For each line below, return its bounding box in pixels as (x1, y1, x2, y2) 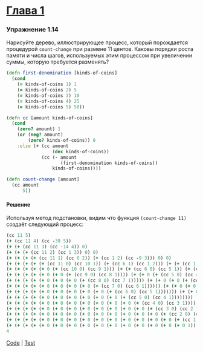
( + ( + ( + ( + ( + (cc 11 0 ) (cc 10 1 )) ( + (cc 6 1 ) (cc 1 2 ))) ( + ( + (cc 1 (6, 261, 196, 267)
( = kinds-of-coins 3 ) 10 (17, 92, 80, 99)
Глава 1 (6, 4, 45, 18)
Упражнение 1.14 (6, 25, 59, 34)
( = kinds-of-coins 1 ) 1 (17, 81, 77, 88)
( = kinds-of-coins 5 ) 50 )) (17, 104, 85, 110)
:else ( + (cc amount (17, 143, 69, 149)
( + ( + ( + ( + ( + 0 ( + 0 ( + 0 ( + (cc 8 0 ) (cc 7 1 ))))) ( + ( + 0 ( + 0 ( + (6, 277, 188, 284)
